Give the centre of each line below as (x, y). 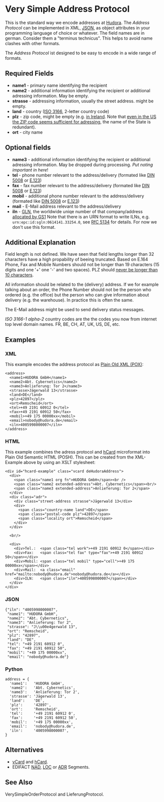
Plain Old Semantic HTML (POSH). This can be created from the (70, 457)
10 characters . (20, 275)
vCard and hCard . (30, 762)
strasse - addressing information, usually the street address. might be (83, 101)
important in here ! (30, 170)
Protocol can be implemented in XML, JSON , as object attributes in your (78, 27)
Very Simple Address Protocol (67, 9)
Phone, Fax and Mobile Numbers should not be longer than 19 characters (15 (82, 265)
